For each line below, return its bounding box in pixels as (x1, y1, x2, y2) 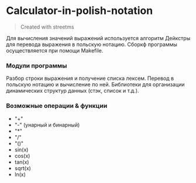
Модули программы (6, 61, 67, 69)
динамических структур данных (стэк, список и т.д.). (6, 87, 139, 94)
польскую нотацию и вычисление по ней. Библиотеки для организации (6, 81, 185, 88)
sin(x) (14, 146, 29, 153)
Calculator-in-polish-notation (6, 4, 153, 17)
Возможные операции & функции (6, 102, 108, 110)
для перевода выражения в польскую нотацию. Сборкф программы (6, 41, 177, 48)
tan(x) (14, 159, 29, 166)
